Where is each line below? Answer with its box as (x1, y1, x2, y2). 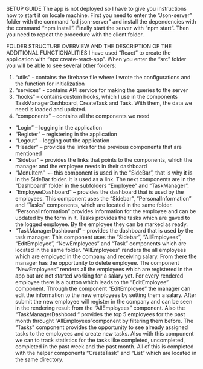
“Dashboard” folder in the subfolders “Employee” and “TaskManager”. (14, 182, 189, 189)
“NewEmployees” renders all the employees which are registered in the (14, 266, 192, 273)
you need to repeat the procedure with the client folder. (6, 31, 144, 38)
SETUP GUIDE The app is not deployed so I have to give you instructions (6, 5, 187, 12)
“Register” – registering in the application (14, 130, 118, 138)
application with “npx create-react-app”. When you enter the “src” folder (6, 56, 187, 62)
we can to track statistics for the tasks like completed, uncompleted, (14, 336, 185, 344)
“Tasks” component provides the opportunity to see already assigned (14, 324, 188, 331)
